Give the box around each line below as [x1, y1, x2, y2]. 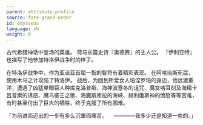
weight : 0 [6, 31, 32, 37]
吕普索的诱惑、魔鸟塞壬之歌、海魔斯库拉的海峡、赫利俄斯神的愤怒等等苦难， [6, 92, 198, 99]
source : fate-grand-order [6, 14, 72, 21]
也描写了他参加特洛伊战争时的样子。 [6, 56, 97, 63]
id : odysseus [6, 20, 39, 26]
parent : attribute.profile [6, 8, 75, 15]
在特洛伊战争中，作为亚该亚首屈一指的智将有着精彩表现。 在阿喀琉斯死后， [6, 69, 194, 76]
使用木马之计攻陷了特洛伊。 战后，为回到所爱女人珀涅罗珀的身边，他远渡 [6, 77, 188, 84]
